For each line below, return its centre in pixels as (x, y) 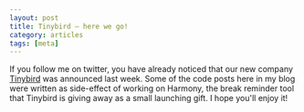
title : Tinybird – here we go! (69, 26)
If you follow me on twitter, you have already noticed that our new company (152, 69)
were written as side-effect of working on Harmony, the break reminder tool (152, 88)
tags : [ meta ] (34, 43)
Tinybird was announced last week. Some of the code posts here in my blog (152, 79)
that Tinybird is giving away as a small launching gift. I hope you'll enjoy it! (149, 98)
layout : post (34, 18)
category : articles (47, 35)
